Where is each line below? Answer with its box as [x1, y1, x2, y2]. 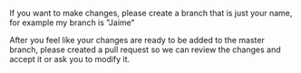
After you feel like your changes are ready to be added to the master [9, 35, 265, 45]
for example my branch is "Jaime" [9, 17, 136, 28]
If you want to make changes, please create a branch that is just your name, [9, 8, 293, 18]
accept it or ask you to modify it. [9, 54, 131, 64]
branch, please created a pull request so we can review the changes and [9, 44, 281, 55]
